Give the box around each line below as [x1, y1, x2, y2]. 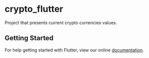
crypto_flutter [4, 3, 63, 15]
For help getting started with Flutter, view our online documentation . [4, 47, 144, 53]
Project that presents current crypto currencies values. [4, 20, 118, 26]
